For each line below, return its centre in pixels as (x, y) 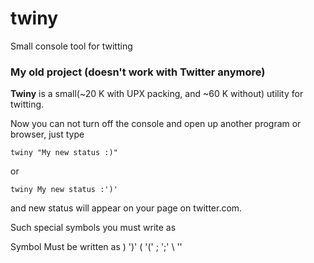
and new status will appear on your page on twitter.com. (126, 208)
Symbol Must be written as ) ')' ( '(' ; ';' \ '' (96, 247)
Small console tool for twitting (71, 46)
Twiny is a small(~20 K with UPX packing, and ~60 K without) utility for (157, 94)
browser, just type (47, 134)
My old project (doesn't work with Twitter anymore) (138, 72)
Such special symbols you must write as (93, 228)
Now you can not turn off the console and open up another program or (156, 124)
